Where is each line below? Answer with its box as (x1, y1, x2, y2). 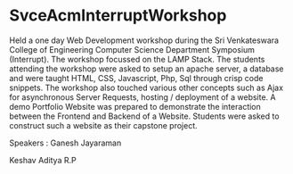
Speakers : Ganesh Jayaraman (9, 137, 122, 148)
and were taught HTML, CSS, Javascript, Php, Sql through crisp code (9, 72, 264, 83)
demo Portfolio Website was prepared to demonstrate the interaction (9, 101, 261, 112)
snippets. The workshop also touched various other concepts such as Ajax (9, 82, 283, 93)
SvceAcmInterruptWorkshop (9, 5, 227, 26)
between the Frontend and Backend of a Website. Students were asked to (9, 111, 280, 121)
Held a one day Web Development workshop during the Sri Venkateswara (9, 35, 279, 46)
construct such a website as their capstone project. (9, 120, 198, 130)
